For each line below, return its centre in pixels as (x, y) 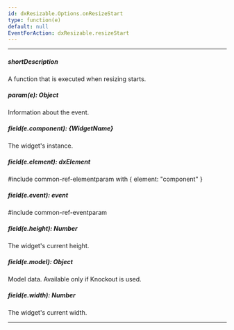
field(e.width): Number (42, 295)
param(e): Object (33, 95)
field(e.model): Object (41, 261)
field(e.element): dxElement (49, 162)
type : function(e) (34, 20)
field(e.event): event (38, 195)
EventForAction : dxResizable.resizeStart (69, 33)
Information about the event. (49, 112)
